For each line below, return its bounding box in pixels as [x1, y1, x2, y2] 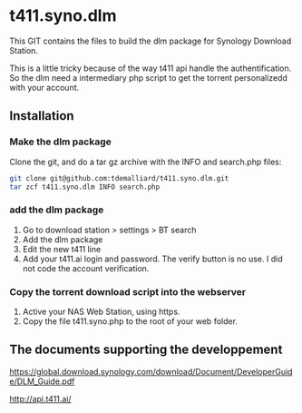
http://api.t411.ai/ [9, 393, 72, 404]
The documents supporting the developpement [9, 342, 283, 358]
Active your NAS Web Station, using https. [22, 306, 180, 317]
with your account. [9, 82, 80, 93]
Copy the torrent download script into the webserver [9, 285, 247, 298]
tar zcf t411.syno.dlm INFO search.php [9, 182, 161, 192]
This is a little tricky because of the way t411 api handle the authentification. [9, 63, 292, 74]
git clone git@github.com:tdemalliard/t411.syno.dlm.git [9, 173, 229, 182]
